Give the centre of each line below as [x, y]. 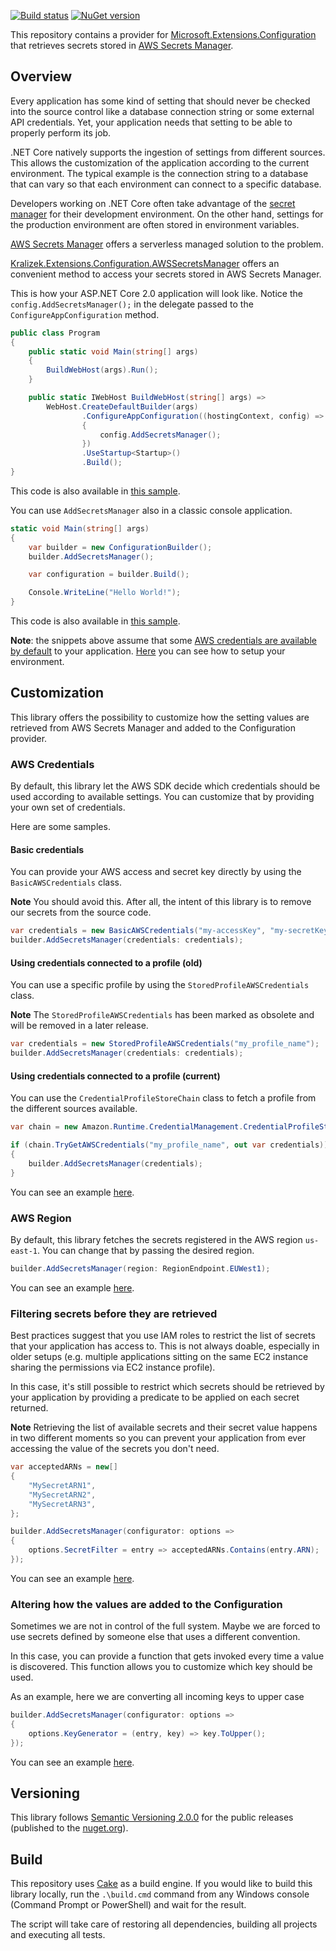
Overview [41, 76]
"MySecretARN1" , [62, 1485]
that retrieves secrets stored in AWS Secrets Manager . [122, 45]
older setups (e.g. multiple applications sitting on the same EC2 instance [159, 1357]
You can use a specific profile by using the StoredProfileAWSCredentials [160, 985]
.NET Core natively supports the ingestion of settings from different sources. [168, 152]
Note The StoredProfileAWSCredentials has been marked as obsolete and [162, 1015]
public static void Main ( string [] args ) [113, 351]
